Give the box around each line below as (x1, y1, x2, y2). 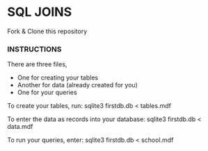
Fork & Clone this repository (7, 27, 88, 35)
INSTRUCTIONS (7, 44, 62, 54)
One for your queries (17, 88, 78, 97)
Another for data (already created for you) (17, 81, 138, 89)
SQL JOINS (7, 4, 72, 20)
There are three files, (7, 60, 67, 69)
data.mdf (7, 123, 33, 131)
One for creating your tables (17, 73, 99, 82)
